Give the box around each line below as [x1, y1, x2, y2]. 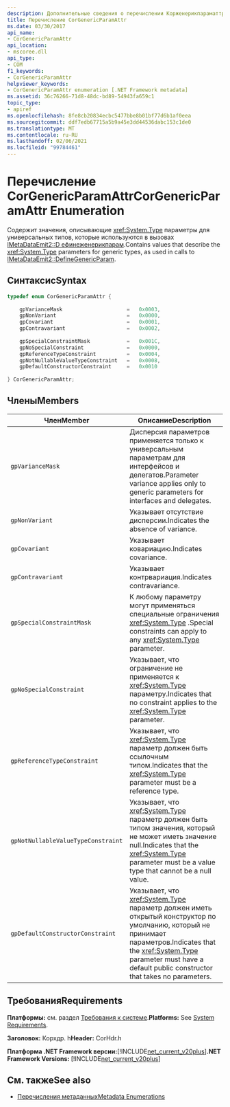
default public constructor [129, 963, 214, 972]
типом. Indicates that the [129, 760, 208, 770]
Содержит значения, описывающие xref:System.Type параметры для [7, 225, 210, 234]
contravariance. [129, 581, 180, 590]
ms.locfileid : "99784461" [7, 144, 81, 151]
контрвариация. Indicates [129, 572, 212, 581]
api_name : [7, 29, 36, 36]
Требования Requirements [7, 995, 123, 1007]
